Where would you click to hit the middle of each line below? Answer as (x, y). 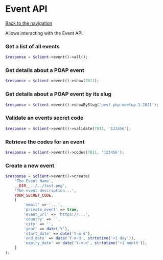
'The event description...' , (45, 191)
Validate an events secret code (44, 118)
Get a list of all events (32, 46)
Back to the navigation (29, 23)
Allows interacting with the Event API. (45, 33)
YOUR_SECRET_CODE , (34, 195)
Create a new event (30, 165)
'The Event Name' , (34, 181)
